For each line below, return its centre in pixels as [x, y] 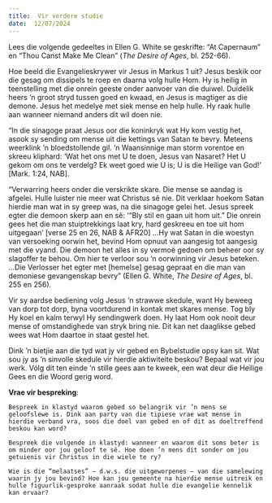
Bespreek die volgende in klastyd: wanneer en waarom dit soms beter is [134, 443]
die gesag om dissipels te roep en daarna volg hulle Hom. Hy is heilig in [128, 80]
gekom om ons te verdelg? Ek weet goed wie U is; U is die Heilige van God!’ [135, 164]
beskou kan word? [38, 428]
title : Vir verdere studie [56, 16]
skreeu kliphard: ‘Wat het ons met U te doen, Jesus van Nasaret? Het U [127, 156]
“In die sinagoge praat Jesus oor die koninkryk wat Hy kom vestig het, [126, 130]
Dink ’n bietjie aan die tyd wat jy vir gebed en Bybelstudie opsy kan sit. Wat [134, 350]
